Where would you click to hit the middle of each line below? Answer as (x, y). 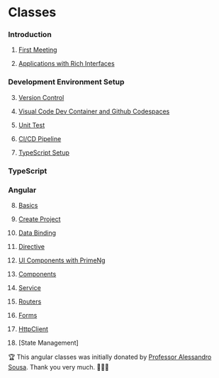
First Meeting (38, 50)
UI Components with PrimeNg (62, 260)
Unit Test (32, 125)
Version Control (41, 97)
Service (29, 288)
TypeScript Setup (44, 152)
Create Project (39, 219)
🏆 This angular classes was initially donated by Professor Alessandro (110, 357)
